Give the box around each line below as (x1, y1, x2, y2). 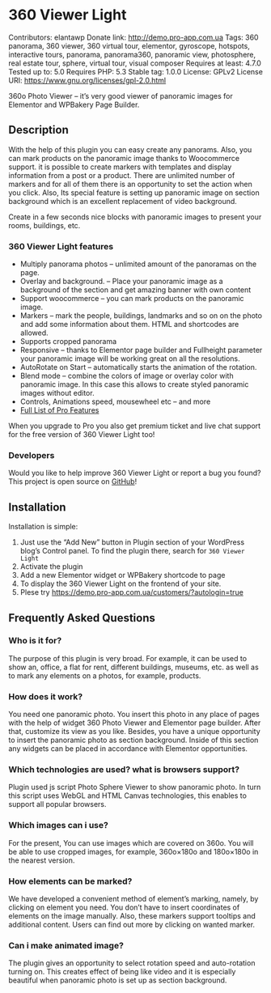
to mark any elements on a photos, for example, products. (8, 670, 201, 681)
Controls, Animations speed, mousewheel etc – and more (19, 397, 211, 406)
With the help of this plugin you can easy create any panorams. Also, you (8, 144, 252, 155)
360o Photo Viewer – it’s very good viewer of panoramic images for (8, 91, 233, 100)
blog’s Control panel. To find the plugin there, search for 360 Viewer (19, 546, 245, 556)
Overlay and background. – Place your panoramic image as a (19, 277, 224, 286)
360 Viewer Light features (8, 240, 114, 252)
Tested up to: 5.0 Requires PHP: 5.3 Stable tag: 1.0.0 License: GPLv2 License (8, 66, 263, 76)
